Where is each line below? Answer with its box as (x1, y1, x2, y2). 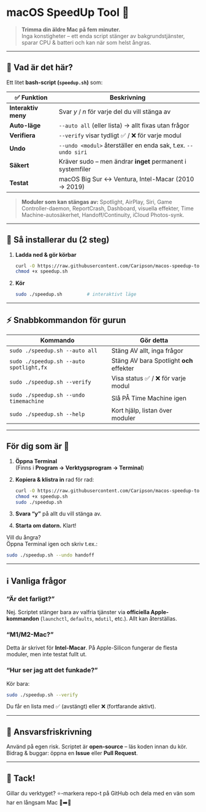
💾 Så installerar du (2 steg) (6, 235, 110, 245)
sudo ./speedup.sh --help (9, 411, 85, 417)
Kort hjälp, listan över (111, 406, 172, 414)
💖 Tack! (6, 773, 36, 783)
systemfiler (58, 165, 91, 173)
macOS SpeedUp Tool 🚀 (6, 6, 130, 20)
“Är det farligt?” (6, 594, 55, 603)
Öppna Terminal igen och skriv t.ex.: (6, 541, 98, 548)
